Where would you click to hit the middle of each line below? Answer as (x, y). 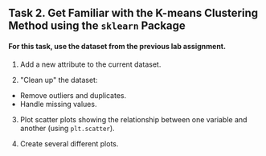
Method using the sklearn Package (97, 26)
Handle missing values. (58, 104)
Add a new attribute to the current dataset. (90, 64)
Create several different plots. (69, 143)
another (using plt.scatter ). (67, 128)
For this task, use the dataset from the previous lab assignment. (117, 46)
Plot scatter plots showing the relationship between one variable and (133, 119)
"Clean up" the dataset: (59, 80)
